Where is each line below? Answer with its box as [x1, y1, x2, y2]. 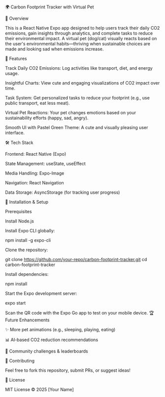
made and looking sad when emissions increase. [5, 46, 104, 52]
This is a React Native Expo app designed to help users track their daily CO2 [5, 25, 160, 31]
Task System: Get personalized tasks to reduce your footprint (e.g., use [5, 95, 150, 100]
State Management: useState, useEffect [5, 161, 86, 167]
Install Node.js [5, 218, 34, 224]
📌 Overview [5, 15, 29, 21]
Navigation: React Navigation [5, 180, 64, 185]
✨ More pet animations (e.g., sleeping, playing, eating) [5, 327, 116, 332]
